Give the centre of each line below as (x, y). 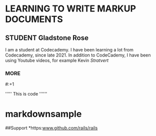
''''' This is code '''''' (26, 94)
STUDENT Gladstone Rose (47, 38)
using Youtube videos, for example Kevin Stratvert (57, 60)
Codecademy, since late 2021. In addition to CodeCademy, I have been (78, 55)
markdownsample (43, 114)
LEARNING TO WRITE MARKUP (71, 9)
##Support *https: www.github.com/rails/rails (51, 128)
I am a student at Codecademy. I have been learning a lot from (69, 50)
